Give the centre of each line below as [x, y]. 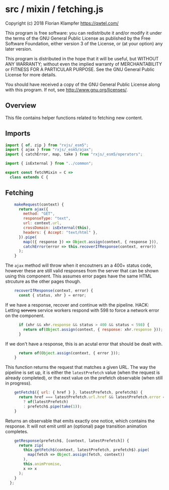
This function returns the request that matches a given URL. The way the [80, 367]
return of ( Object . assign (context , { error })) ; [69, 353]
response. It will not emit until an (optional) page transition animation [76, 426]
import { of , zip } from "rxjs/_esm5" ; [47, 145]
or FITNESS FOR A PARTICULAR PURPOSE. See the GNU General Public [80, 69]
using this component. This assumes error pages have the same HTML [79, 276]
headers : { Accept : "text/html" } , [61, 232]
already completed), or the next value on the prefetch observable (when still [84, 378]
